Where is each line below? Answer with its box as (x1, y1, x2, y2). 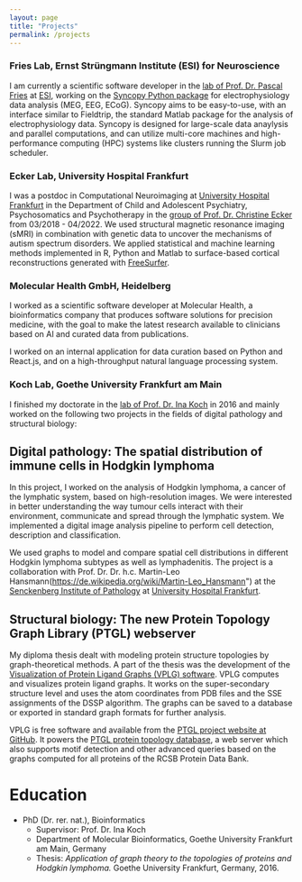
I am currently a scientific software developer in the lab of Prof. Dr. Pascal (9, 80, 283, 91)
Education (9, 785, 87, 805)
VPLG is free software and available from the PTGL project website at (9, 724, 267, 735)
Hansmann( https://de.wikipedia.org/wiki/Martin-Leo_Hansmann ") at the (9, 576, 277, 586)
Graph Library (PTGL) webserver (9, 625, 197, 641)
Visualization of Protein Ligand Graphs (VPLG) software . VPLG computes (9, 668, 279, 680)
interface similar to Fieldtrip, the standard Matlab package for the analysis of (9, 109, 294, 120)
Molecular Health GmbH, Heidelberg (9, 279, 171, 292)
